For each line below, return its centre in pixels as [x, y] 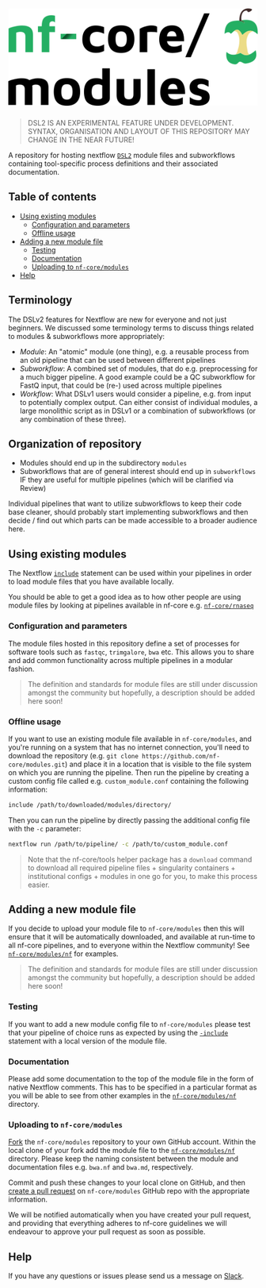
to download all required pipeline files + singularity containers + [131, 868]
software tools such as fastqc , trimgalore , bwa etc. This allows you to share [131, 652]
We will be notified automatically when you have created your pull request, [130, 1215]
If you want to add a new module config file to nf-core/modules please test [129, 1024]
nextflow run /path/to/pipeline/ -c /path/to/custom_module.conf [118, 844]
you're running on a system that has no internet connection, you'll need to [129, 747]
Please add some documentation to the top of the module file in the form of [131, 1079]
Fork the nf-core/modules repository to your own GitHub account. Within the [132, 1142]
